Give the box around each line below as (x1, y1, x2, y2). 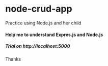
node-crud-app (5, 3, 72, 15)
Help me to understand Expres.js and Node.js (5, 31, 103, 38)
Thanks (5, 56, 21, 62)
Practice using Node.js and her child (5, 20, 82, 26)
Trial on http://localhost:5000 (5, 43, 70, 49)
